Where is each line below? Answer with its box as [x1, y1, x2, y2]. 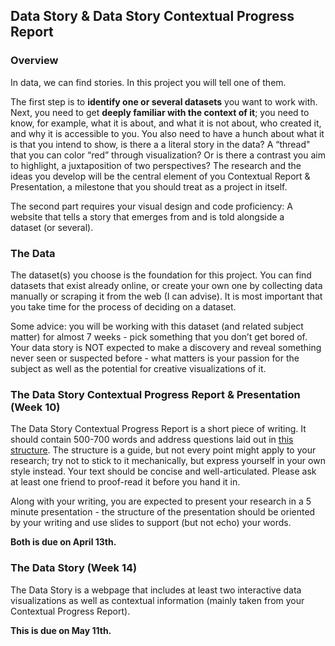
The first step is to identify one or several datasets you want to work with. [10, 95, 318, 108]
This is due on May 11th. [10, 624, 112, 636]
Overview [10, 54, 59, 68]
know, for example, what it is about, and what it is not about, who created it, [10, 117, 322, 129]
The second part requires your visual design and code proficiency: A [10, 200, 293, 212]
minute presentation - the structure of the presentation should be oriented [10, 506, 316, 518]
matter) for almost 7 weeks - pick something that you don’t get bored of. [10, 330, 308, 343]
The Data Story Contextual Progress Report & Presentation [10, 387, 301, 401]
